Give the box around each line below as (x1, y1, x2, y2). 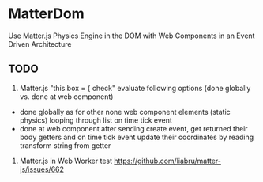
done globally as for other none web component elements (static (19, 107, 231, 116)
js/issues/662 (19, 164, 65, 174)
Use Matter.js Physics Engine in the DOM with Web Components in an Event (8, 31, 255, 40)
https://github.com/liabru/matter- (114, 156, 221, 165)
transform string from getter (19, 140, 111, 150)
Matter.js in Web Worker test (19, 156, 113, 165)
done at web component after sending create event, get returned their (19, 123, 248, 133)
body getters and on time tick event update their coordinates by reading (19, 132, 254, 142)
